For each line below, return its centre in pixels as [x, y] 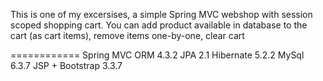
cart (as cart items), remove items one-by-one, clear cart [127, 35]
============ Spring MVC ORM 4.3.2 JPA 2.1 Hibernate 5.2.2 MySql [157, 55]
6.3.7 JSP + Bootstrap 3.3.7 [66, 65]
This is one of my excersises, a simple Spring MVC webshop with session [161, 14]
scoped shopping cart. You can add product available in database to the [159, 25]
